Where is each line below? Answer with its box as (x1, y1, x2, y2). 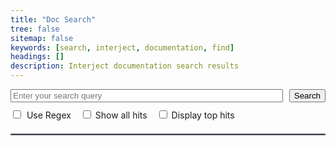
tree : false (10, 24, 60, 34)
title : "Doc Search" (10, 14, 97, 25)
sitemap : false (10, 33, 74, 43)
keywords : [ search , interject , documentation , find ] (10, 42, 235, 53)
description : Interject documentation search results (10, 61, 240, 71)
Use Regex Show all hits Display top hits (26, 109, 235, 121)
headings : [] (10, 52, 65, 62)
